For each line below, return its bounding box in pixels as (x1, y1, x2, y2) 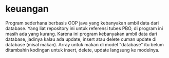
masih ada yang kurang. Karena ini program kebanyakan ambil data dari (5, 31, 158, 37)
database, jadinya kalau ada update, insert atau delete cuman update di (5, 36, 157, 42)
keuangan (5, 3, 49, 15)
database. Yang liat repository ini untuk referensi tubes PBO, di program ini (5, 25, 163, 31)
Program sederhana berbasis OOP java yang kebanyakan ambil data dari (5, 20, 159, 26)
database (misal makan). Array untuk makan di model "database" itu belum (5, 41, 164, 47)
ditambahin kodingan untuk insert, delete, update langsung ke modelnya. (5, 47, 160, 53)
